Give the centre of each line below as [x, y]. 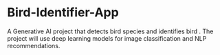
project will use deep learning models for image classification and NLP [107, 38]
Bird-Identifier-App [63, 13]
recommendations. [34, 45]
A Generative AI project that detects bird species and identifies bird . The [110, 31]
